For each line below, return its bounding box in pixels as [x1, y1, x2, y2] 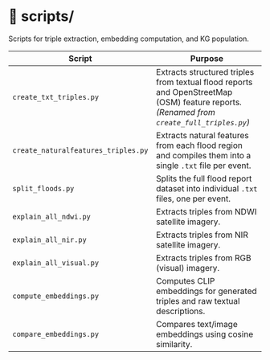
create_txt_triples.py [12, 92, 99, 101]
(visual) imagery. [156, 262, 220, 273]
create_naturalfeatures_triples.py [12, 145, 149, 155]
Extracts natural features [156, 129, 249, 141]
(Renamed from [156, 106, 215, 117]
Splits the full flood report [156, 173, 252, 184]
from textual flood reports [156, 76, 253, 88]
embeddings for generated [156, 285, 257, 297]
